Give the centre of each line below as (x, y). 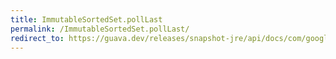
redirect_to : (37, 38)
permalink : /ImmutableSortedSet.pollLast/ (100, 29)
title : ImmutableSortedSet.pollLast (86, 19)
